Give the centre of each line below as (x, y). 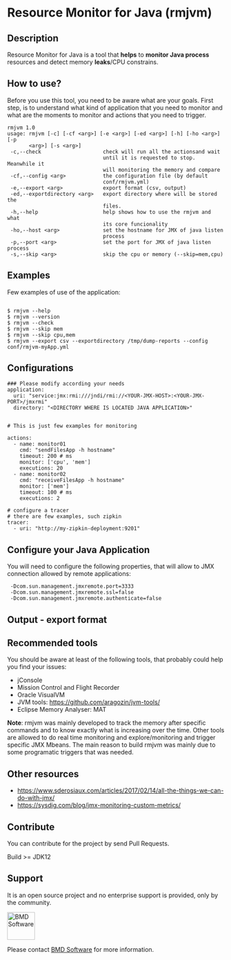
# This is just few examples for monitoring (72, 426)
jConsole (30, 680)
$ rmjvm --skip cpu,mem (41, 335)
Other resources (43, 774)
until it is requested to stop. (149, 158)
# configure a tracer (38, 511)
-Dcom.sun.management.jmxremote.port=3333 (72, 587)
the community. (29, 902)
